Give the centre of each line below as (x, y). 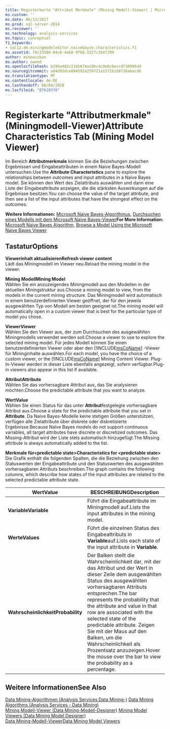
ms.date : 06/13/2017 (27, 19)
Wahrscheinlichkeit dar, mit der (124, 562)
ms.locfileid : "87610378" (32, 90)
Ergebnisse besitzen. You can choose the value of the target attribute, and (82, 194)
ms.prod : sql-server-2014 (32, 24)
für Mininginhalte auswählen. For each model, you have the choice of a (78, 354)
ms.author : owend (24, 62)
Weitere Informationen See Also (56, 687)
